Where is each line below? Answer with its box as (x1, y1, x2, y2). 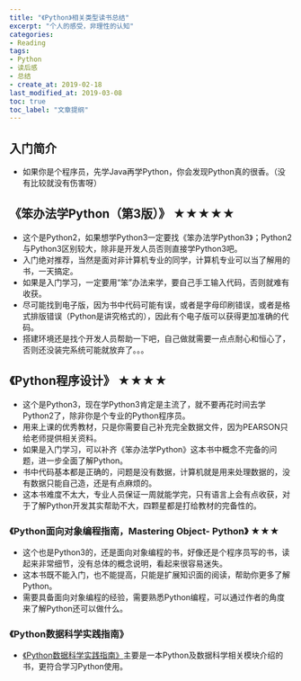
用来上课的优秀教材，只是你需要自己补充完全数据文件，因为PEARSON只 (22, 421, 289, 432)
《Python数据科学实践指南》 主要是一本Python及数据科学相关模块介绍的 (22, 650, 284, 661)
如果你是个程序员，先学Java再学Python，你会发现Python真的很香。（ (22, 166, 279, 177)
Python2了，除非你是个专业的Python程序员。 (22, 410, 190, 421)
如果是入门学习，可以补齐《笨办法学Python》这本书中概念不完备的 (22, 444, 270, 454)
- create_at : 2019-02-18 (9, 80, 102, 89)
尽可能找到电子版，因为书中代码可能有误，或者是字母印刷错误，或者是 (22, 299, 283, 310)
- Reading (9, 38, 47, 48)
